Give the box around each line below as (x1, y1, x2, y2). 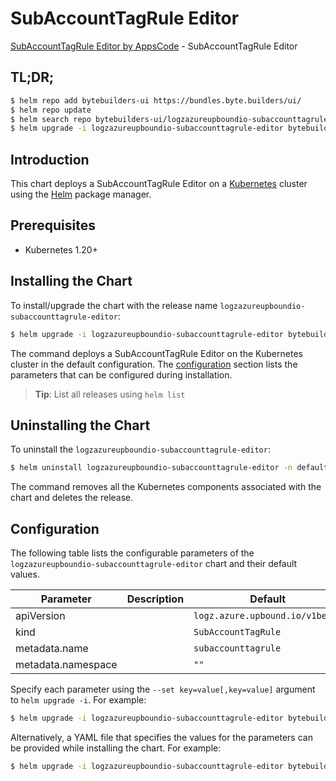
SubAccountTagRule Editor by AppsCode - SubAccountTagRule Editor (10, 40, 298, 52)
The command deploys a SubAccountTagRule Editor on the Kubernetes (10, 347, 303, 359)
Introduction (10, 151, 90, 168)
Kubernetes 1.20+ (24, 243, 98, 256)
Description (126, 592, 185, 606)
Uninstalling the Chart (10, 417, 151, 434)
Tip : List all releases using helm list (34, 388, 186, 400)
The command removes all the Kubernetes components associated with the (10, 481, 322, 493)
